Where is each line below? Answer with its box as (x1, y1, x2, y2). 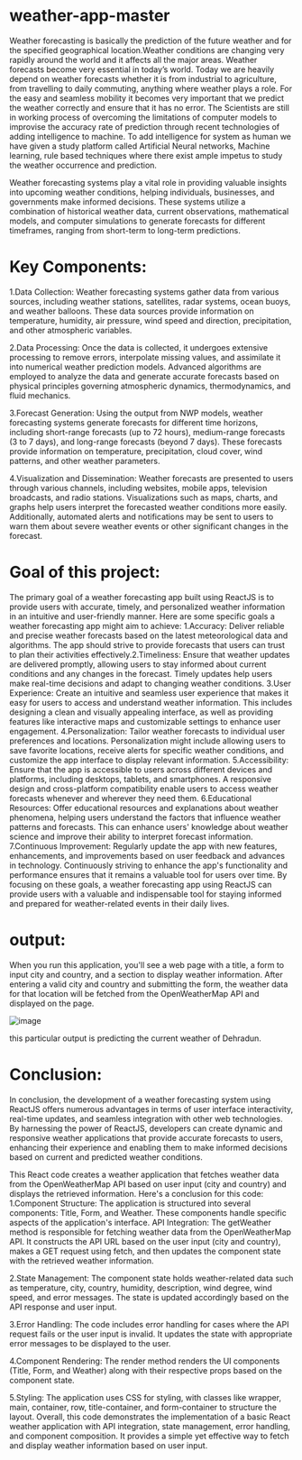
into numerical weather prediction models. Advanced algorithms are (9, 361, 262, 372)
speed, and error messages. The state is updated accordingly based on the (9, 1291, 289, 1302)
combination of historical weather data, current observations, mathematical (9, 205, 289, 216)
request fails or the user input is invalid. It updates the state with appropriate (9, 1328, 293, 1339)
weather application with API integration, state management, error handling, (9, 1420, 291, 1431)
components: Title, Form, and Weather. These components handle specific (9, 1207, 287, 1218)
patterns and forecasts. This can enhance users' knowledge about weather (9, 821, 288, 832)
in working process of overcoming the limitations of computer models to (9, 112, 278, 123)
